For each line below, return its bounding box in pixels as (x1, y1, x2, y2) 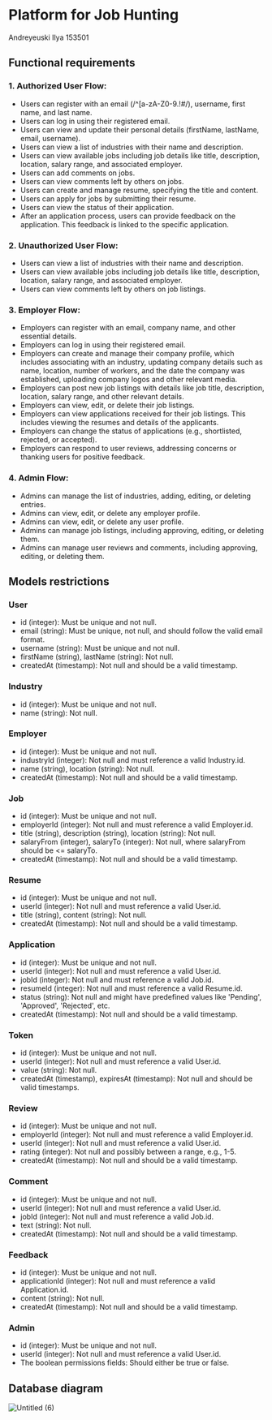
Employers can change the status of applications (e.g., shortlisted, (19, 426, 242, 436)
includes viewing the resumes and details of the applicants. (19, 418, 219, 428)
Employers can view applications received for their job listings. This (19, 409, 246, 419)
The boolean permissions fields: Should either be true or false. (19, 1358, 230, 1368)
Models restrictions (8, 574, 110, 588)
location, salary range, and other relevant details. (19, 392, 184, 402)
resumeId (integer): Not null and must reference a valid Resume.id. (19, 983, 244, 993)
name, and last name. (19, 107, 93, 117)
